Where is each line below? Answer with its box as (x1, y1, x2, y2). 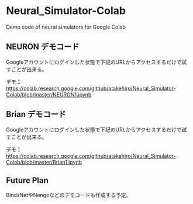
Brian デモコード (6, 109, 66, 119)
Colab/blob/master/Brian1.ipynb (6, 158, 82, 165)
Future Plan (6, 175, 49, 185)
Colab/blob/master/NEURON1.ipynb (6, 91, 92, 98)
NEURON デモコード (6, 42, 80, 52)
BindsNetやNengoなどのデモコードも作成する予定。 (6, 192, 132, 199)
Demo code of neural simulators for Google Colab (6, 23, 126, 30)
